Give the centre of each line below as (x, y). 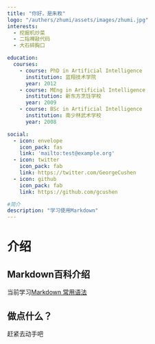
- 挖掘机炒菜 (29, 33)
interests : (23, 26)
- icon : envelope (38, 141)
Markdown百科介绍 (49, 274)
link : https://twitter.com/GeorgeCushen (78, 173)
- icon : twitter (36, 160)
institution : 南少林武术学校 (63, 116)
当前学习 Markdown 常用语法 (47, 292)
